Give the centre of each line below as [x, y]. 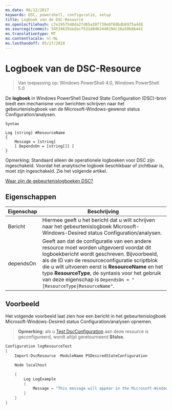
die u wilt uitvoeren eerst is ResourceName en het [103, 266]
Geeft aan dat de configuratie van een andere [97, 241]
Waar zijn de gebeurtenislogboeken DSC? [49, 181]
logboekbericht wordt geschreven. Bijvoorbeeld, [100, 254]
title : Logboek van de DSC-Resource [44, 19]
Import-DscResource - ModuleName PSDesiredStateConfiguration [81, 356]
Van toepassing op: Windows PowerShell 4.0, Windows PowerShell [89, 83]
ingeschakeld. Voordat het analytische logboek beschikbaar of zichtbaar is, [85, 165]
